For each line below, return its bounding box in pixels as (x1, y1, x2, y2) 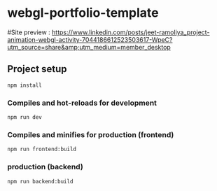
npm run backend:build (7, 178, 73, 185)
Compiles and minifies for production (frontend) (7, 129, 174, 139)
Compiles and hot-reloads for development (7, 98, 157, 108)
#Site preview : (7, 28, 50, 36)
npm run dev (7, 114, 42, 121)
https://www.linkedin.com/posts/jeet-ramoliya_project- (51, 28, 210, 36)
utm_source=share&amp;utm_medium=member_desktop (7, 43, 171, 51)
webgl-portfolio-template (7, 5, 159, 21)
